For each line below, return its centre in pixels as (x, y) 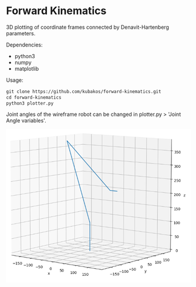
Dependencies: (24, 45)
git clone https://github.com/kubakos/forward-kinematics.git (84, 91)
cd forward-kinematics (34, 97)
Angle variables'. (26, 120)
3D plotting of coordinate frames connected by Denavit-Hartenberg (87, 27)
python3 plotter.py (30, 103)
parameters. (21, 33)
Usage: (15, 80)
